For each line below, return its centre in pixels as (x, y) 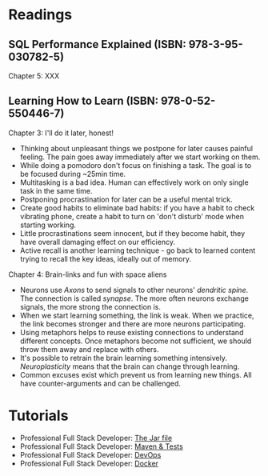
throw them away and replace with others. (89, 349)
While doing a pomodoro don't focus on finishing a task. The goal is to (136, 165)
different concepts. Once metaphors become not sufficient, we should (136, 341)
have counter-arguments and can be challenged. (100, 383)
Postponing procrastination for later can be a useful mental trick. (126, 199)
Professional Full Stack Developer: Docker (89, 463)
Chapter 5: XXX (34, 76)
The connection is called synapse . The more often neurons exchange (134, 298)
